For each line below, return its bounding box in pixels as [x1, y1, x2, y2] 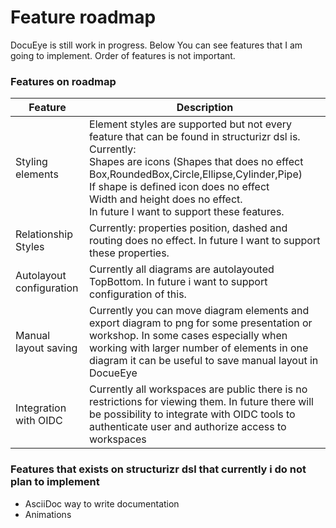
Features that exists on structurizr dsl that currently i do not [10, 462, 307, 476]
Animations [24, 508, 72, 520]
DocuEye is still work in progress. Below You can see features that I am [10, 39, 303, 51]
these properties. [89, 246, 170, 260]
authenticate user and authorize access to [89, 420, 287, 434]
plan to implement [10, 475, 100, 489]
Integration [15, 401, 67, 415]
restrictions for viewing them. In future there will [89, 395, 314, 409]
